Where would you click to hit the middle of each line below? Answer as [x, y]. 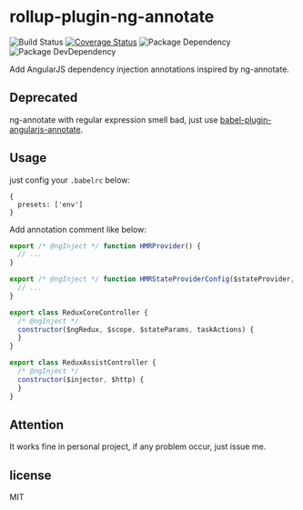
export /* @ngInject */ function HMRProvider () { [106, 246]
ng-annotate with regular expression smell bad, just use [114, 119]
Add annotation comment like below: [78, 229]
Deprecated [44, 98]
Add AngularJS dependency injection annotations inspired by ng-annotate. [149, 69]
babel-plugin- [246, 119]
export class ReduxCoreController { [79, 312]
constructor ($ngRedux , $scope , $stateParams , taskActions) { [136, 329]
